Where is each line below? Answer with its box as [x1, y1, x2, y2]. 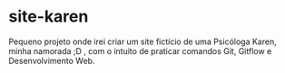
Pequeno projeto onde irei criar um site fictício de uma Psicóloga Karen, [8, 36, 278, 47]
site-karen [8, 6, 89, 27]
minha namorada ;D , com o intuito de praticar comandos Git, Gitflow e [8, 45, 272, 56]
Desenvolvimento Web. [8, 55, 95, 66]
